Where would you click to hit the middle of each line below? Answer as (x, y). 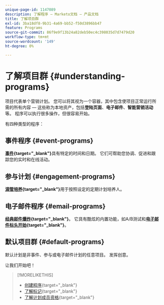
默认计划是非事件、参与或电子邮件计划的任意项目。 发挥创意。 (68, 254)
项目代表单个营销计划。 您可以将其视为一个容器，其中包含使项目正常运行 (79, 101)
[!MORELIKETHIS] (35, 275)
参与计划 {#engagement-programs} (60, 176)
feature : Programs (24, 28)
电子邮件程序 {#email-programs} (56, 206)
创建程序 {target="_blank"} (51, 285)
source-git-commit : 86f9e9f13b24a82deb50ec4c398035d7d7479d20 (70, 32)
